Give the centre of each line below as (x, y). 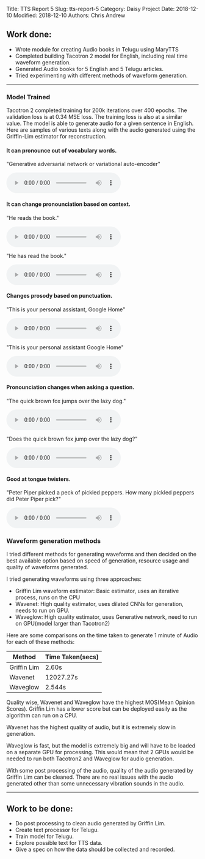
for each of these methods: (41, 642)
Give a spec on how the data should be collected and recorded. (95, 850)
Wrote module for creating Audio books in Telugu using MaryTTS (97, 49)
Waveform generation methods (54, 541)
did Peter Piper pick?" (34, 499)
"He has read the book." (37, 255)
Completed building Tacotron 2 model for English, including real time (101, 56)
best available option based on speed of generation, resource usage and (98, 561)
